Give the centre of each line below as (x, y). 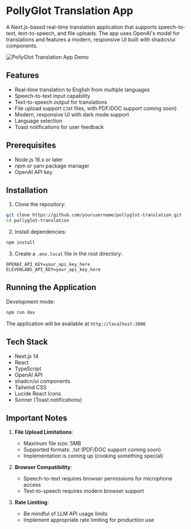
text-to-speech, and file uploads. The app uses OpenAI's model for (99, 33)
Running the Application (51, 287)
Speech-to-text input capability (52, 95)
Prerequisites (31, 146)
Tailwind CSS (30, 387)
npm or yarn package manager (52, 166)
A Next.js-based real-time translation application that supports (81, 27)
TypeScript (28, 368)
